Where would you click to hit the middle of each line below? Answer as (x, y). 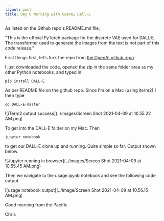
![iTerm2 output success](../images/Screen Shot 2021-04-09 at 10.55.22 (78, 113)
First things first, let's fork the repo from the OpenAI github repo (70, 57)
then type (15, 95)
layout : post (18, 10)
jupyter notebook (23, 137)
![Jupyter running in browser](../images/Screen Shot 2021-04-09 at (73, 161)
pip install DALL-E (25, 81)
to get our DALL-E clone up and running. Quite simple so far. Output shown (80, 146)
